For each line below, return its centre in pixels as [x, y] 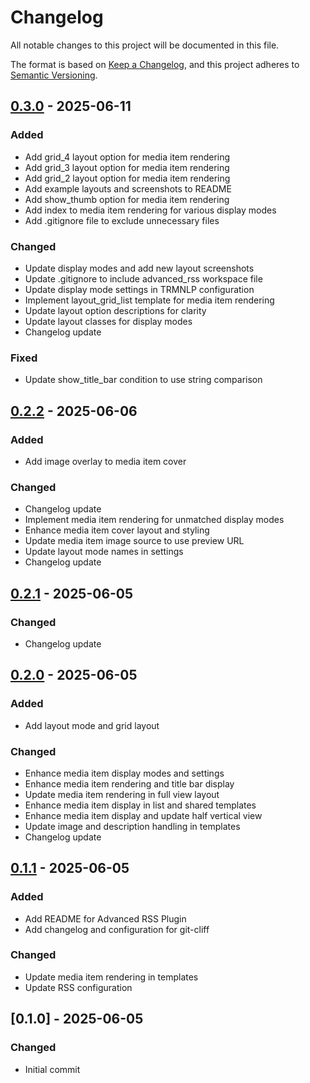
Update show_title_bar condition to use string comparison [143, 380]
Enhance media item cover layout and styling [117, 530]
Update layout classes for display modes [108, 321]
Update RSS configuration [78, 987]
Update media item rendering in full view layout [122, 794]
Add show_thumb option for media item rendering [127, 199]
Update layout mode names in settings [104, 552]
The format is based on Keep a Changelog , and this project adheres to [155, 64]
